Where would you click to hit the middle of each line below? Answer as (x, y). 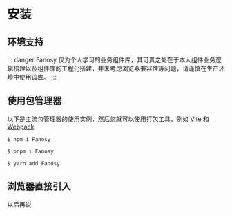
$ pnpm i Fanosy (30, 151)
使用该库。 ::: (38, 77)
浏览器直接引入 (39, 186)
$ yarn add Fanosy (33, 163)
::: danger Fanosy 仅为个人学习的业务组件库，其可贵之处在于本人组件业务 (112, 60)
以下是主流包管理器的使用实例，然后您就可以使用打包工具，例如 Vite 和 (108, 119)
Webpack (21, 127)
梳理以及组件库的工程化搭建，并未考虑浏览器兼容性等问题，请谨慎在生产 (116, 68)
